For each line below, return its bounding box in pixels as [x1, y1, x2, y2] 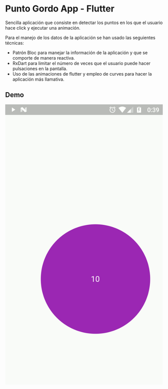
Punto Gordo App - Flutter [5, 3, 115, 15]
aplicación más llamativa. [12, 76, 64, 82]
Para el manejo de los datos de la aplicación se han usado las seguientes [5, 35, 156, 41]
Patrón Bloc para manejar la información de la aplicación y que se [12, 50, 148, 56]
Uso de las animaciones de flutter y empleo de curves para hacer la [12, 71, 152, 77]
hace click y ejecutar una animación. [5, 25, 81, 31]
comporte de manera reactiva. [12, 55, 75, 61]
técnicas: [5, 40, 24, 46]
